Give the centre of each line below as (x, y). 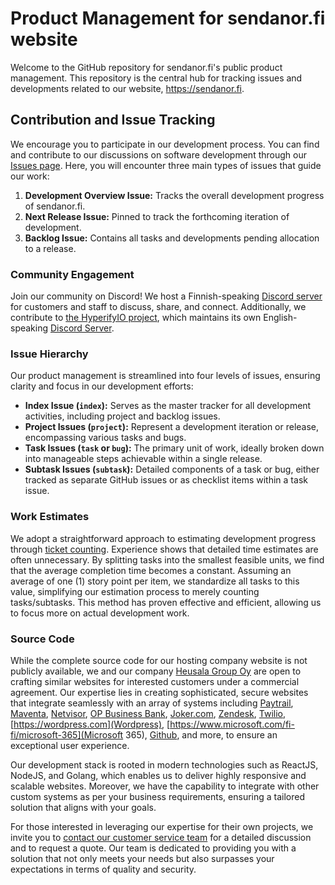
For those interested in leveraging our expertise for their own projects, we (162, 826)
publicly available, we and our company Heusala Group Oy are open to (156, 671)
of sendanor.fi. (55, 206)
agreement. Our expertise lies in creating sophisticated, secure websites (159, 692)
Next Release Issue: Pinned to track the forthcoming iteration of (157, 216)
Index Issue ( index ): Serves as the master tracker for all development (168, 406)
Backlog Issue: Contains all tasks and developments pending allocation (172, 238)
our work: (30, 176)
